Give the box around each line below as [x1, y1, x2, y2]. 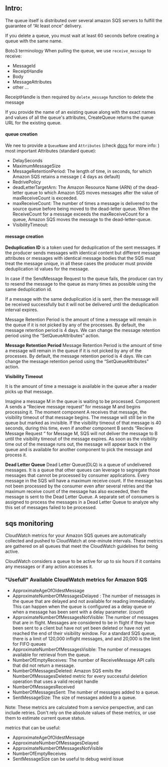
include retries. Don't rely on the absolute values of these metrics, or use [5, 710, 156, 716]
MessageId [12, 62, 36, 68]
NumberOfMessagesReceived [12, 684, 75, 690]
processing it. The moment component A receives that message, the [5, 409, 147, 415]
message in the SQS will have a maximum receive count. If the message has [5, 478, 162, 484]
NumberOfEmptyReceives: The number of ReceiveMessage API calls [12, 657, 155, 663]
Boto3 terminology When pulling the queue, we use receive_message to [5, 47, 151, 53]
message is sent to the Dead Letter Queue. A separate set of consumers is [5, 494, 159, 500]
